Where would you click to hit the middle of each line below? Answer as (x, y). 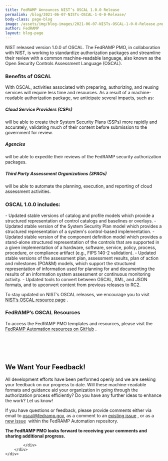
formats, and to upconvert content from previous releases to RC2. (73, 285)
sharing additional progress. (35, 436)
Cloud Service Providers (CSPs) (39, 109)
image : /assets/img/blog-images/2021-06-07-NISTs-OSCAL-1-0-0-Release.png (85, 24)
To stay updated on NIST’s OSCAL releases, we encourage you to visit (77, 294)
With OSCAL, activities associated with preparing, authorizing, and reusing (82, 87)
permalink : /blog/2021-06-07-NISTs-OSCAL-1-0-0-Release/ (66, 15)
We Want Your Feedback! (45, 367)
